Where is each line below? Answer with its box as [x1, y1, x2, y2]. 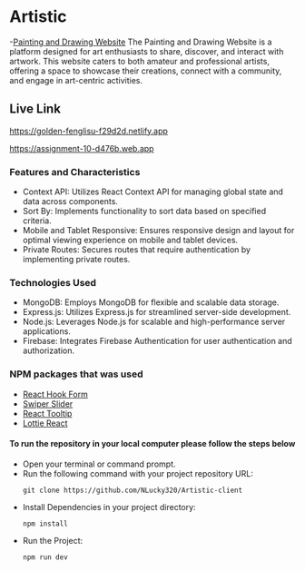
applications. [22, 326, 71, 337]
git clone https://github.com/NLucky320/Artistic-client [22, 486, 243, 495]
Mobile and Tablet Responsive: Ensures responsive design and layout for [22, 225, 295, 236]
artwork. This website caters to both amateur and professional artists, [9, 55, 271, 66]
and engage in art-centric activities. [9, 74, 143, 85]
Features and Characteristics [9, 165, 141, 178]
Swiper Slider [22, 398, 74, 409]
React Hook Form [22, 389, 88, 399]
